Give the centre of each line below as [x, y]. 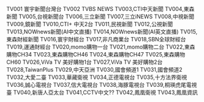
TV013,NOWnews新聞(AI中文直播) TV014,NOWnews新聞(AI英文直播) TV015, [102, 32]
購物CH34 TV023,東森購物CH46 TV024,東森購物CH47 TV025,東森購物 [96, 54]
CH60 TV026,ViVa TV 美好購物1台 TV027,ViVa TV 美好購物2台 [85, 62]
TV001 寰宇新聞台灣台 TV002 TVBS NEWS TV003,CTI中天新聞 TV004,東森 [100, 9]
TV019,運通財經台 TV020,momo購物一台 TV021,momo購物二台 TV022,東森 [101, 47]
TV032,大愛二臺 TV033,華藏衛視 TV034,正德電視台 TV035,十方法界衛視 [97, 77]
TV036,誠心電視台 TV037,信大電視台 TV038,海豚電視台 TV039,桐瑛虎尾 [96, 85]
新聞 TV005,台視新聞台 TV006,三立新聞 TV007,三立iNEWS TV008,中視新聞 [100, 16]
